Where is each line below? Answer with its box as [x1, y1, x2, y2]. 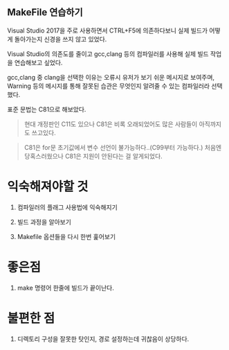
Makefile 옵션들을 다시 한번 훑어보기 [17, 232, 116, 240]
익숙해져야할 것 [7, 179, 89, 194]
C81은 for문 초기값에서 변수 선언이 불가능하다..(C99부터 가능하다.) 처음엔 [24, 143, 222, 151]
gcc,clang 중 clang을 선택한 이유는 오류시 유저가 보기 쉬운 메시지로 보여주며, [7, 73, 215, 81]
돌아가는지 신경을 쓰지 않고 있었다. [14, 35, 107, 43]
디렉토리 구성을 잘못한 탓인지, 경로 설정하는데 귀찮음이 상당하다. [17, 335, 190, 343]
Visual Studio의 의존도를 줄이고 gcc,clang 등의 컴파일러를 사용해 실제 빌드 [7, 49, 209, 58]
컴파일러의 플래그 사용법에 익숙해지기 [17, 203, 118, 211]
